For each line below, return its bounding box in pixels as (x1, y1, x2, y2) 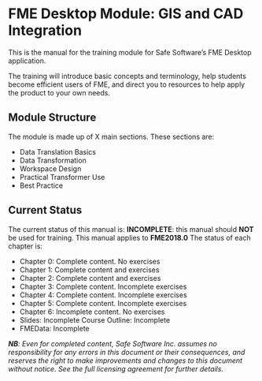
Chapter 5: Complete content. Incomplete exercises (19, 298, 187, 308)
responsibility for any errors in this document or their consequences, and (8, 347, 245, 357)
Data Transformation (19, 155, 87, 165)
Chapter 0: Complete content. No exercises (19, 256, 161, 266)
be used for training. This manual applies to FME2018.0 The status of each (8, 233, 251, 242)
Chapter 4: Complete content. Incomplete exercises (19, 289, 187, 300)
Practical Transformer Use (19, 172, 105, 181)
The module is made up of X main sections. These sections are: (8, 132, 215, 141)
